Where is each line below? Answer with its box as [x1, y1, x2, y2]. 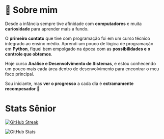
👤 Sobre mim [5, 4, 58, 16]
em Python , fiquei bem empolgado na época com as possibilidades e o [5, 46, 151, 52]
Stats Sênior [5, 103, 56, 114]
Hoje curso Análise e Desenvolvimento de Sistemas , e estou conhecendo [5, 60, 156, 66]
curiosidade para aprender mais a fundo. [5, 26, 89, 31]
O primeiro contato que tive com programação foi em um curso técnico [5, 35, 151, 41]
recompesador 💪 [5, 85, 40, 91]
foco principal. [5, 71, 34, 77]
